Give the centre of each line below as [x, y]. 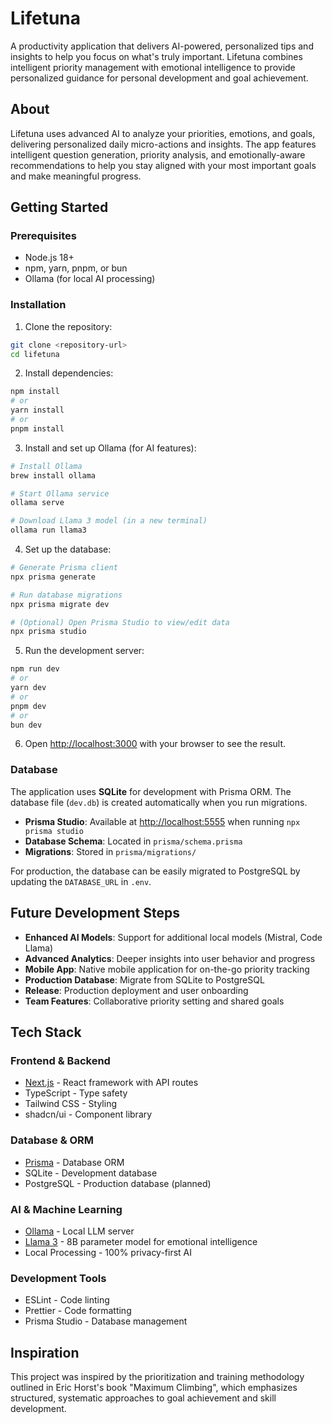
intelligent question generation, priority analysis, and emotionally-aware [158, 154]
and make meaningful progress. [76, 176]
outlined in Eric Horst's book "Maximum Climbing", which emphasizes [154, 1387]
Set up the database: [68, 549]
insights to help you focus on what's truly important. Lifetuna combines [156, 56]
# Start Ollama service [60, 493]
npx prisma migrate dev [60, 604]
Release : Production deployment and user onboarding [136, 990]
